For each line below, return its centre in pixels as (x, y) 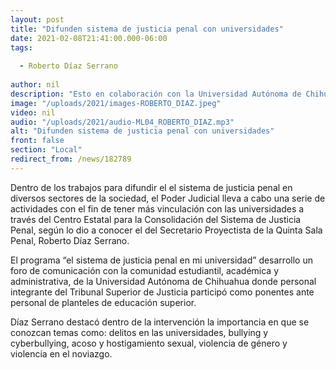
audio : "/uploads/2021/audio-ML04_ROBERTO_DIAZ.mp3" (122, 122)
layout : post (37, 19)
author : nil (35, 85)
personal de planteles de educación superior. (103, 302)
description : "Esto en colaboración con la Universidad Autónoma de (156, 94)
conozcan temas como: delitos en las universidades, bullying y (139, 332)
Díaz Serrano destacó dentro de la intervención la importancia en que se (160, 322)
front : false (37, 141)
